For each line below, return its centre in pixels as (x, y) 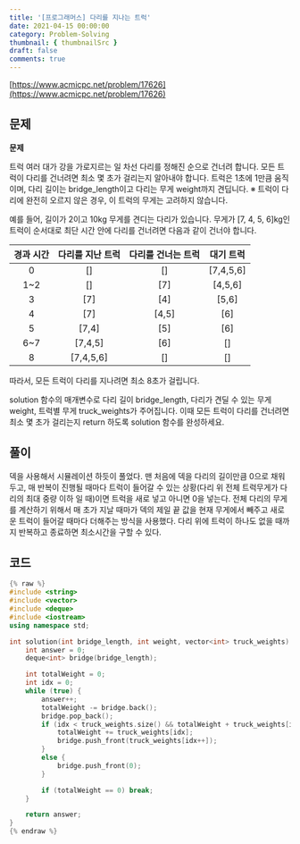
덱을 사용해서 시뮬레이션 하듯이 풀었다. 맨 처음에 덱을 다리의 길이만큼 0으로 (139, 476)
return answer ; (54, 814)
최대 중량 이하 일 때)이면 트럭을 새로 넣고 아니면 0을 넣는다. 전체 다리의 (148, 498)
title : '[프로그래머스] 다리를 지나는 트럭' (80, 17)
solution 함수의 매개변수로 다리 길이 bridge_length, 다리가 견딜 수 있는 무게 (141, 400)
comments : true (37, 59)
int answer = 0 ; (56, 650)
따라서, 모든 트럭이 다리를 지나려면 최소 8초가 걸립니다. (104, 380)
